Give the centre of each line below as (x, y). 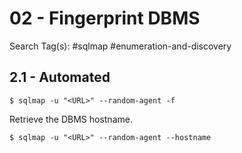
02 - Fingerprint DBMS (105, 18)
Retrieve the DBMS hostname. (71, 119)
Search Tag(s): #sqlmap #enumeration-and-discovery (120, 46)
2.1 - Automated (60, 77)
